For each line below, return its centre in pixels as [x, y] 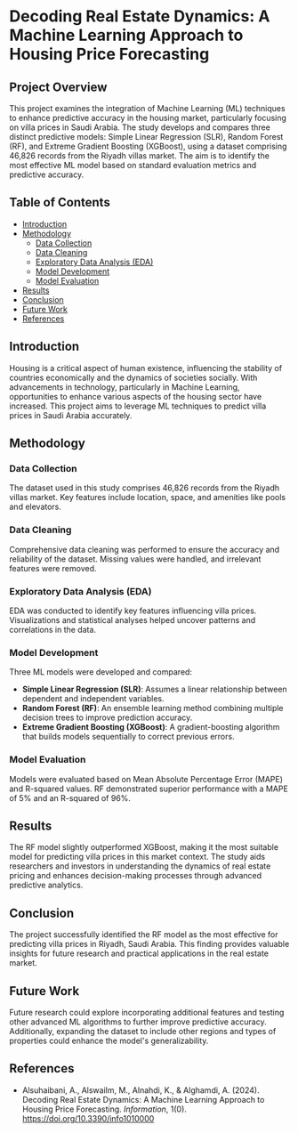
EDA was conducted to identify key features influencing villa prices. [133, 611]
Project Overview [58, 87]
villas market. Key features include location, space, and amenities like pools [148, 498]
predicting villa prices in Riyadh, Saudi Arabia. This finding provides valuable [149, 944]
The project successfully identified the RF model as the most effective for [144, 935]
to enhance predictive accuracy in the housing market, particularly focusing [148, 118]
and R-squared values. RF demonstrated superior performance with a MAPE [149, 789]
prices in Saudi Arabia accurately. [71, 415]
